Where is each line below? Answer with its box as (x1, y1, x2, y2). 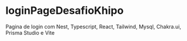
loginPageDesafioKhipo (5, 4, 124, 17)
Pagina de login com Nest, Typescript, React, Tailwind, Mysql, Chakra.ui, (5, 23, 182, 30)
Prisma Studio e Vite (5, 29, 55, 36)
